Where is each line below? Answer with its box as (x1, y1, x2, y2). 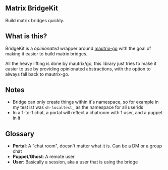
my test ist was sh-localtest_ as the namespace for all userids (12, 104, 144, 110)
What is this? (5, 32, 47, 41)
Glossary (5, 129, 34, 138)
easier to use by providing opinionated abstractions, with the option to (5, 65, 151, 72)
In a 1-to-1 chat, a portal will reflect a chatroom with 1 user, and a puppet (12, 110, 163, 116)
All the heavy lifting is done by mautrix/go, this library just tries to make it (5, 60, 157, 66)
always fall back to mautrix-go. (5, 71, 70, 77)
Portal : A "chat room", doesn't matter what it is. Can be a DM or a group (12, 143, 162, 149)
